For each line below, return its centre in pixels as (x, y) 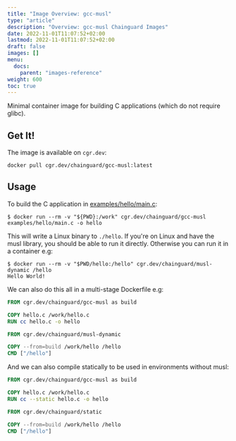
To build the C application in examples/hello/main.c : (82, 204)
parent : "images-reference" (61, 73)
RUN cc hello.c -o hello (44, 321)
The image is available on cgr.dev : (57, 153)
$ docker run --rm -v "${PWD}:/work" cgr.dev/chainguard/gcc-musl (107, 217)
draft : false (26, 46)
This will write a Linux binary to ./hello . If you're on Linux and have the (111, 236)
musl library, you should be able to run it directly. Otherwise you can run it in (118, 243)
